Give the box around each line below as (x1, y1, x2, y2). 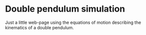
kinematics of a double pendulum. (5, 24, 74, 30)
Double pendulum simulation (5, 3, 125, 15)
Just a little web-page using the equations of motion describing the (5, 19, 142, 25)
